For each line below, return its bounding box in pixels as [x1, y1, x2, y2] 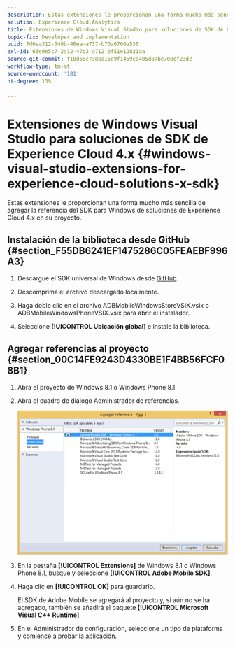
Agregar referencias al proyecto [7, 343, 149, 355]
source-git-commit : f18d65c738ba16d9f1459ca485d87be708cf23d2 [7, 56, 192, 63]
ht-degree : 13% [7, 78, 52, 85]
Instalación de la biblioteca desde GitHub [7, 234, 190, 246]
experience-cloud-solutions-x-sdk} [7, 176, 220, 192]
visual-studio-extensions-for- [7, 161, 186, 176]
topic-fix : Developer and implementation [7, 34, 130, 41]
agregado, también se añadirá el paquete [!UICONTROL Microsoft [17, 604, 209, 612]
